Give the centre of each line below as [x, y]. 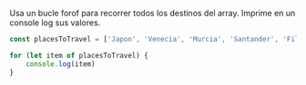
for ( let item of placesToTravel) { [79, 55]
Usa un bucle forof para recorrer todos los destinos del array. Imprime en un [153, 13]
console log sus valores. [55, 23]
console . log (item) [61, 64]
